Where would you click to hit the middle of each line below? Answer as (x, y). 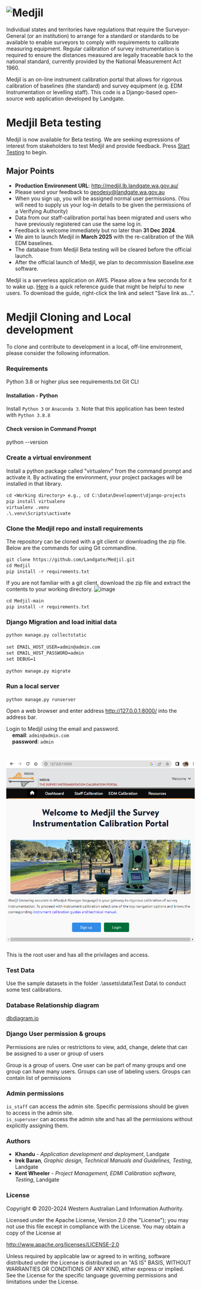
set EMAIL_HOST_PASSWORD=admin (45, 653)
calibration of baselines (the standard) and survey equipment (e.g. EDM (94, 86)
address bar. (22, 717)
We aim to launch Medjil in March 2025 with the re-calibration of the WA (104, 237)
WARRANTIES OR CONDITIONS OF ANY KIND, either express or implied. (95, 1269)
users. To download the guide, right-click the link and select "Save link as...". (100, 293)
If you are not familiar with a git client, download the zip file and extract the (98, 583)
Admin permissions (35, 1093)
